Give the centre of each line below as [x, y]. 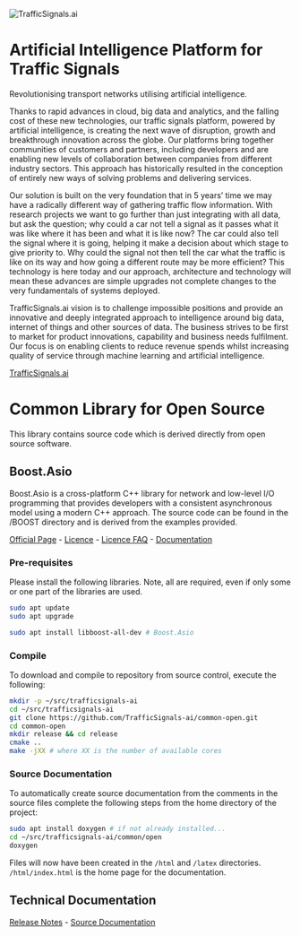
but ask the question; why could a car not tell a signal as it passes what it [144, 223]
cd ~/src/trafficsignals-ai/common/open [86, 837]
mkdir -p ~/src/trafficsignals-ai [74, 701]
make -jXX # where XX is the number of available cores [116, 751]
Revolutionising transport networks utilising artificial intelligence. [129, 93]
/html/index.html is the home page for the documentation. [118, 872]
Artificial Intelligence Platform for [136, 50]
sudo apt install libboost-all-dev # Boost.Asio [102, 632]
